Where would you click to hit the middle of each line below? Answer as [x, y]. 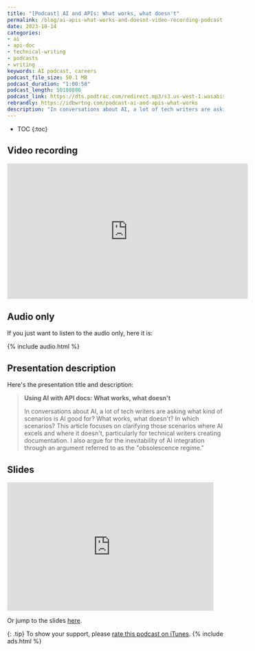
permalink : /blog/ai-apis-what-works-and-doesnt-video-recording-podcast [115, 20]
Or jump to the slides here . [45, 620]
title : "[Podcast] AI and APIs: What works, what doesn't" [93, 13]
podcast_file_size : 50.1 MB [47, 77]
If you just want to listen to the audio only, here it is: [80, 333]
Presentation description [62, 368]
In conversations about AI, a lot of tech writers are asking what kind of [123, 411]
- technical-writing [37, 52]
